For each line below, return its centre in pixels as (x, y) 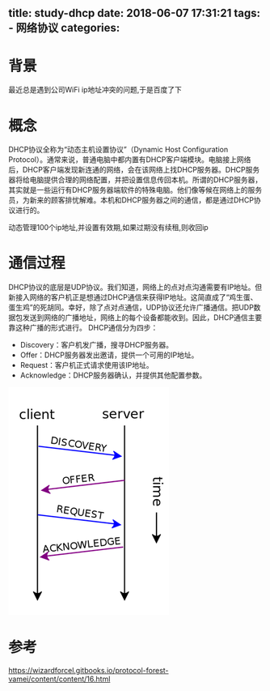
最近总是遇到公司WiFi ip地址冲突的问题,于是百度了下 (95, 90)
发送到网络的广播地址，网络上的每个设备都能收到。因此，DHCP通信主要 (142, 318)
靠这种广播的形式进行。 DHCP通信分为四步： (83, 328)
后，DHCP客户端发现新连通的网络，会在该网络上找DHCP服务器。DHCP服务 (134, 170)
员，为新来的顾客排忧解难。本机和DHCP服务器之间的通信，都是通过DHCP (131, 200)
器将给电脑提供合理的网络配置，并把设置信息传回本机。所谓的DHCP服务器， (135, 180)
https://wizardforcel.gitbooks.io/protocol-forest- (89, 671)
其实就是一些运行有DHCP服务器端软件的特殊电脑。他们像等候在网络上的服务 (135, 190)
